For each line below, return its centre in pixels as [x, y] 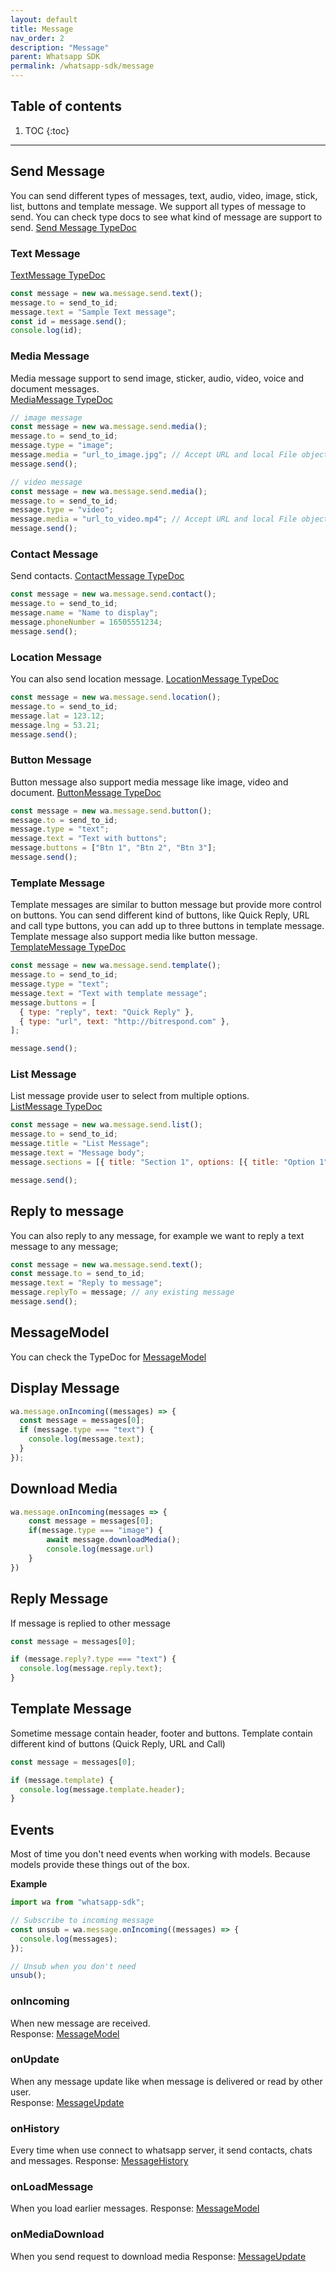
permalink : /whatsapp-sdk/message [82, 66]
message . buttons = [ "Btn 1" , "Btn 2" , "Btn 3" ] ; [113, 848]
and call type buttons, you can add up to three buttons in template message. [167, 926]
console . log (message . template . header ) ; [102, 1789]
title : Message [42, 29]
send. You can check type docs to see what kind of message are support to [166, 217]
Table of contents [66, 106]
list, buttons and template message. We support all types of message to [158, 206]
